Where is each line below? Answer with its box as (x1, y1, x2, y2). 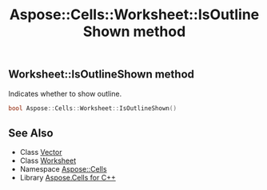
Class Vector (19, 148, 62, 157)
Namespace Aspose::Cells (19, 164, 107, 174)
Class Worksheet (19, 156, 77, 165)
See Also (8, 126, 54, 140)
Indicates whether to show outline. (8, 89, 122, 98)
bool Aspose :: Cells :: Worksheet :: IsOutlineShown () (8, 104, 177, 113)
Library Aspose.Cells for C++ (19, 173, 116, 183)
